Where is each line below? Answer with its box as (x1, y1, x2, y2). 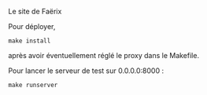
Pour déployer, (8, 22, 56, 31)
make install (8, 37, 51, 45)
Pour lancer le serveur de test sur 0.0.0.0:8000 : (8, 66, 164, 75)
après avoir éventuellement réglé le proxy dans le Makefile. (8, 51, 199, 60)
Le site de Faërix (8, 7, 62, 16)
